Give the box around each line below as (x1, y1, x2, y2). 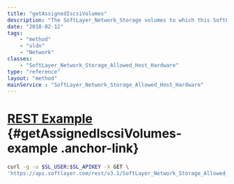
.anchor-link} (60, 140, 139, 156)
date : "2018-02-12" (7, 23, 64, 30)
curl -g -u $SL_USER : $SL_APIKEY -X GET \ (7, 164, 130, 171)
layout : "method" (7, 74, 58, 82)
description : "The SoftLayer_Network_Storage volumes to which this (7, 17, 210, 24)
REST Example (7, 111, 93, 127)
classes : (7, 56, 33, 62)
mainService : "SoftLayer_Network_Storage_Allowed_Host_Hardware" (7, 81, 204, 88)
